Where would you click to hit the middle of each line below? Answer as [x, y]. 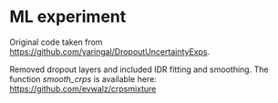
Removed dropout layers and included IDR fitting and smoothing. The [139, 69]
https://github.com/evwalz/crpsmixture [83, 88]
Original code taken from [56, 42]
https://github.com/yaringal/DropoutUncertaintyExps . [110, 51]
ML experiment [68, 17]
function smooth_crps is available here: [83, 78]
